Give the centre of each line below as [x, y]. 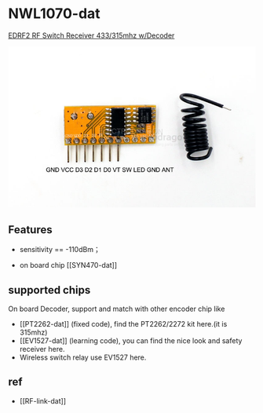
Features [30, 230]
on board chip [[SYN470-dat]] [68, 265]
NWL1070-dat [54, 14]
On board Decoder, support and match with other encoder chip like [117, 309]
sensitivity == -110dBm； [60, 250]
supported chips [49, 290]
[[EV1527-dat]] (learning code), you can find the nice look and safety [131, 341]
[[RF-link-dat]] [43, 400]
